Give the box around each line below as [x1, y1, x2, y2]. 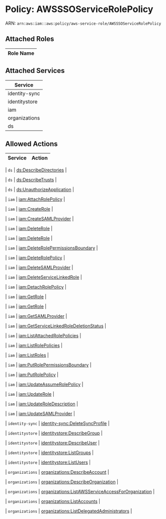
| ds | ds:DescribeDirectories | [5, 167, 67, 173]
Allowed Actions [5, 139, 58, 148]
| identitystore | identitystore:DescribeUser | [5, 440, 100, 446]
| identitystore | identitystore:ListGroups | [5, 450, 94, 456]
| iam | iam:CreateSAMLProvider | [5, 216, 74, 222]
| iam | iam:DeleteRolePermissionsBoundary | [5, 245, 98, 251]
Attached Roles [5, 35, 54, 43]
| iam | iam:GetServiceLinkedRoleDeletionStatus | [5, 323, 107, 329]
